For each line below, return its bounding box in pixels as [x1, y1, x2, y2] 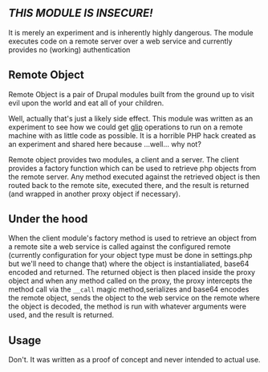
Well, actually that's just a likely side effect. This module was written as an [8, 113, 254, 123]
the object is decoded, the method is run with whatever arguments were [8, 301, 247, 312]
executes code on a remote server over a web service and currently [8, 36, 233, 46]
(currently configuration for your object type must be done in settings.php [8, 251, 253, 260]
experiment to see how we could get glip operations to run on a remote [8, 122, 243, 132]
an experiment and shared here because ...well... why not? [8, 139, 202, 149]
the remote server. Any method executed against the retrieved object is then [8, 172, 261, 182]
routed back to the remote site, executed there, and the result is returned [8, 180, 250, 190]
